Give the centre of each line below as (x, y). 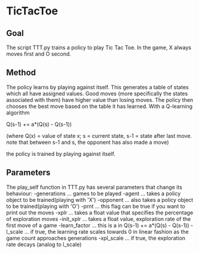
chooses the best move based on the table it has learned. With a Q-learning (99, 106)
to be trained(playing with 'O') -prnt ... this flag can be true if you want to (96, 206)
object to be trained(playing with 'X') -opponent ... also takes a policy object (100, 199)
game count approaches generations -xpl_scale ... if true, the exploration (96, 238)
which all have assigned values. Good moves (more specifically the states (97, 93)
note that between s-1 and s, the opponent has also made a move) (88, 142)
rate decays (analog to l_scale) (44, 244)
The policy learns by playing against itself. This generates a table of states (98, 87)
